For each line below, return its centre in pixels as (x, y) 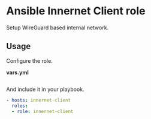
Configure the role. (29, 60)
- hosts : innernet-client (38, 100)
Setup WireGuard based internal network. (58, 28)
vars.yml (17, 72)
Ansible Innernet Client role (76, 11)
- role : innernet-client (43, 111)
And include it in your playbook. (46, 89)
